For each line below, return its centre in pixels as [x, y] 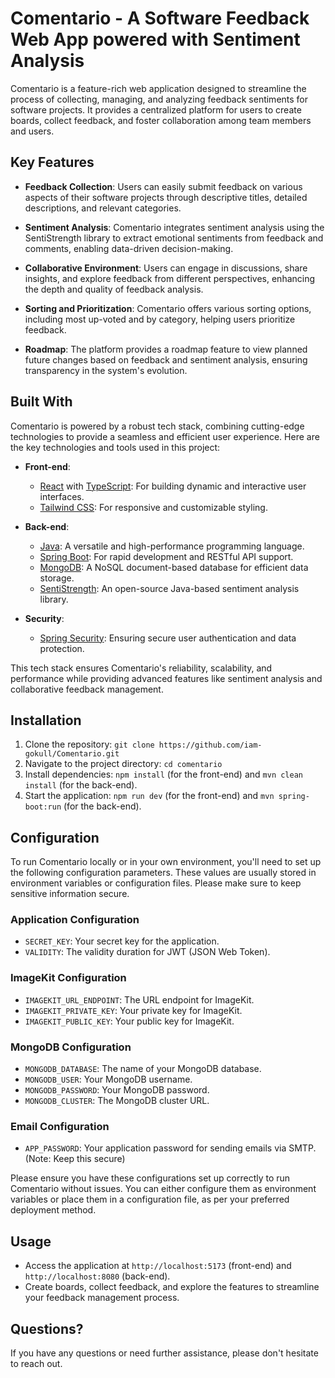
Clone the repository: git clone [89, 744]
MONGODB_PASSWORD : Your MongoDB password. [117, 1090]
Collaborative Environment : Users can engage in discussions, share [166, 268]
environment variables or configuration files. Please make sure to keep [156, 883]
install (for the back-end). [81, 785]
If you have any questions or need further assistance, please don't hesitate [164, 1353]
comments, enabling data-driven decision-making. [129, 248]
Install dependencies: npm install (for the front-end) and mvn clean [163, 774]
